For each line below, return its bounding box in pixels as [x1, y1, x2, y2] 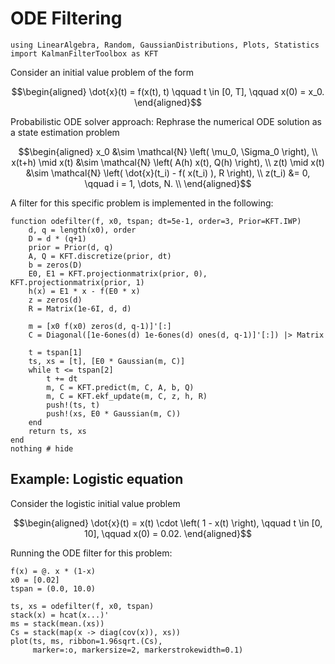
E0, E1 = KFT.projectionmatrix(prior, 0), [28, 268, 208, 279]
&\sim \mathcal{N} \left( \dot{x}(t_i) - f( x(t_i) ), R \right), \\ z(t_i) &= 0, [25, 167, 311, 179]
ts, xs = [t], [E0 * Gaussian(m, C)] [28, 356, 186, 366]
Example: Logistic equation [10, 471, 184, 488]
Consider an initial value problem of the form [10, 66, 195, 78]
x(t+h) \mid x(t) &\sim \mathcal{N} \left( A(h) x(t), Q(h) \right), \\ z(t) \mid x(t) [11, 156, 325, 168]
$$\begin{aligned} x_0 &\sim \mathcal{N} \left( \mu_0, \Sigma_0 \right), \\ [18, 145, 318, 157]
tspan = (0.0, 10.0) [10, 583, 97, 594]
